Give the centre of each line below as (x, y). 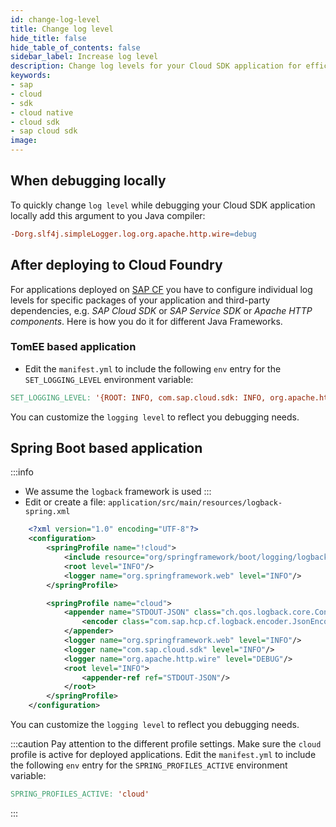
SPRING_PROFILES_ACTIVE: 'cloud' (80, 794)
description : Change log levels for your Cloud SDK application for (156, 66)
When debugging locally (88, 181)
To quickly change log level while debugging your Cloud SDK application (163, 205)
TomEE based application (73, 347)
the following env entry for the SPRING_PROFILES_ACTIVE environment (149, 765)
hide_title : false (48, 38)
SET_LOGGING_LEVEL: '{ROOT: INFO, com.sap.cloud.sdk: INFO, (138, 397)
